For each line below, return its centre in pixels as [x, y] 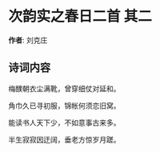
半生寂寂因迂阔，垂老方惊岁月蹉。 [64, 139]
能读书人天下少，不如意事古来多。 [64, 122]
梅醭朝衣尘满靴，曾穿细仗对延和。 [64, 88]
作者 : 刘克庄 [28, 40]
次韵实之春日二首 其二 [80, 16]
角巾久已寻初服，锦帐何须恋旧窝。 [64, 106]
